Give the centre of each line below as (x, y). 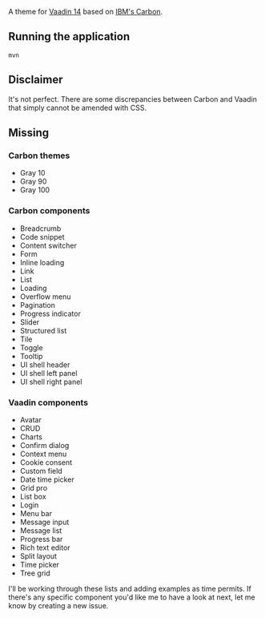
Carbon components (49, 211)
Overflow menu (45, 297)
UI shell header (45, 365)
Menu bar (36, 513)
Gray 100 (35, 190)
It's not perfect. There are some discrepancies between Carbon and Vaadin (133, 99)
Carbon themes (39, 156)
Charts (31, 437)
